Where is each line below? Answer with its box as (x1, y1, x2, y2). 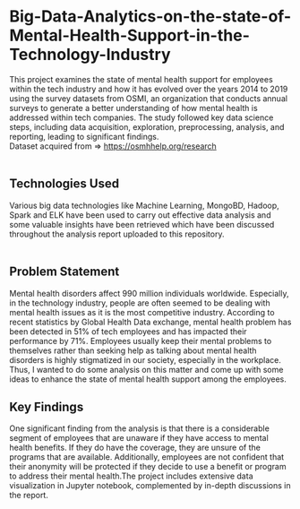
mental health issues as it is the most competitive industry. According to (9, 306, 275, 317)
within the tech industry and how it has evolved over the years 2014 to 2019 (9, 83, 288, 94)
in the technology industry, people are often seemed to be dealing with (9, 298, 270, 308)
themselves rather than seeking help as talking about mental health (9, 345, 257, 356)
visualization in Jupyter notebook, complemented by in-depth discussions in (9, 480, 291, 491)
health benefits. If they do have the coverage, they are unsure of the (9, 442, 261, 453)
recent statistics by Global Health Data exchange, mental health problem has (9, 316, 292, 327)
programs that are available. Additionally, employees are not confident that (9, 452, 285, 462)
